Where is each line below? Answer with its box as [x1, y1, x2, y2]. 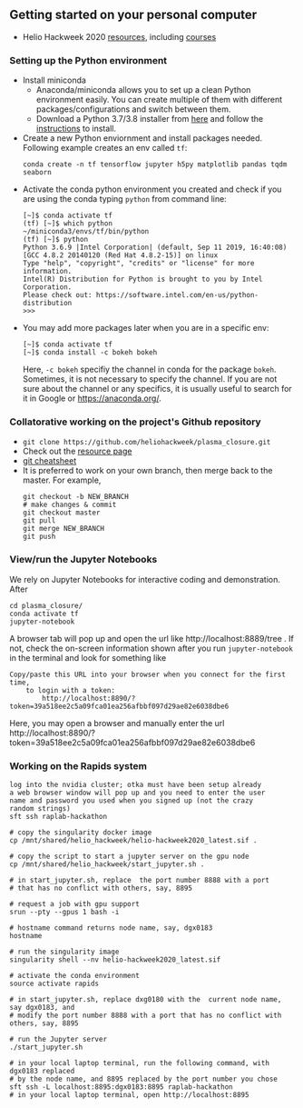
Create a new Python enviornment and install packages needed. [22, 133, 263, 144]
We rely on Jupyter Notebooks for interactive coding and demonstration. [9, 574, 281, 584]
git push [22, 532, 56, 542]
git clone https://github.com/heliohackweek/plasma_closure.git [22, 438, 271, 447]
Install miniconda [22, 75, 86, 85]
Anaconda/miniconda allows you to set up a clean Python [35, 85, 251, 95]
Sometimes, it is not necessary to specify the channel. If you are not [22, 374, 278, 384]
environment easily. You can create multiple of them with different [35, 95, 283, 105]
